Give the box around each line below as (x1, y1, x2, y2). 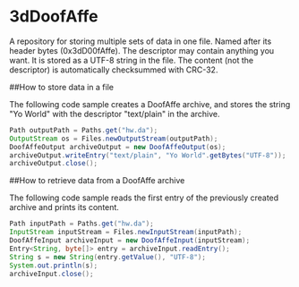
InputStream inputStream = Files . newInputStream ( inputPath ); (9, 228, 243, 237)
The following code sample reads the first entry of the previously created (9, 192, 279, 203)
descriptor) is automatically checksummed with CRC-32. (9, 64, 218, 75)
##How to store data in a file (9, 81, 115, 92)
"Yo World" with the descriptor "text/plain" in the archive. (9, 108, 221, 119)
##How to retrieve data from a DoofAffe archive (9, 175, 185, 186)
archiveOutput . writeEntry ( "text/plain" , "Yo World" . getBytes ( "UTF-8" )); (9, 150, 286, 160)
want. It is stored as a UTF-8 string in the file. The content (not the (9, 55, 254, 65)
